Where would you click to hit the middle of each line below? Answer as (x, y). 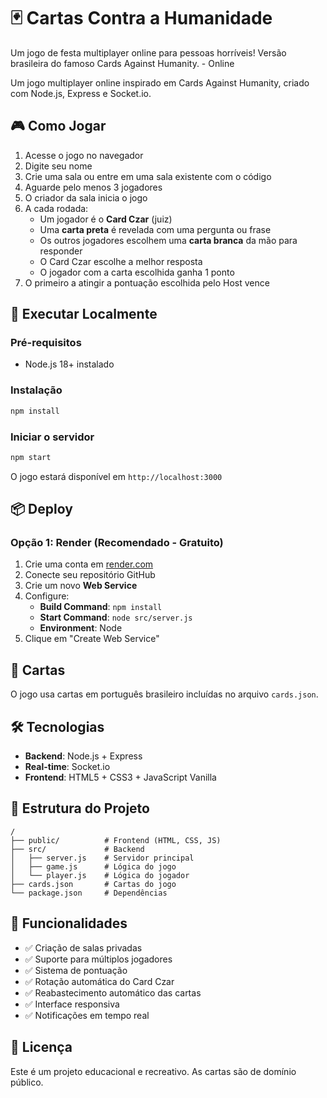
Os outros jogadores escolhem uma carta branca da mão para (168, 240)
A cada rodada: (56, 208)
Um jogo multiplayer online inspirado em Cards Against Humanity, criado (160, 82)
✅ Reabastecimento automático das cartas (113, 992)
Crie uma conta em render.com (89, 564)
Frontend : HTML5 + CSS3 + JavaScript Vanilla (120, 777)
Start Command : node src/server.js (116, 617)
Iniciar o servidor (52, 437)
